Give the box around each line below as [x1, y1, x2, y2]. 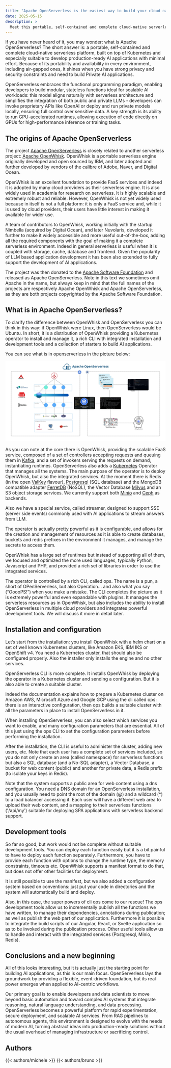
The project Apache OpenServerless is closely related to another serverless [5, 148, 164, 154]
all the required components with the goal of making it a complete [5, 238, 144, 244]
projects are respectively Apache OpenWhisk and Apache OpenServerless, [5, 285, 163, 292]
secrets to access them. [5, 542, 56, 548]
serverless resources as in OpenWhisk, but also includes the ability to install [5, 600, 164, 606]
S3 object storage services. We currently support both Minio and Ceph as [5, 489, 160, 496]
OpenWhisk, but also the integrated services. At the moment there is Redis [5, 473, 161, 479]
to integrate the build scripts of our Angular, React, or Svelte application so [5, 920, 162, 926]
